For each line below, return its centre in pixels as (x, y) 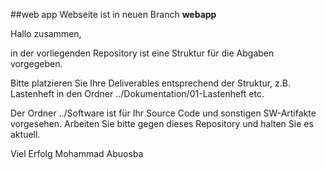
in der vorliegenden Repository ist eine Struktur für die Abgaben (142, 53)
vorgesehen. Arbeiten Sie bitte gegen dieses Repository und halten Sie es (162, 123)
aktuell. (25, 134)
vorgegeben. (36, 63)
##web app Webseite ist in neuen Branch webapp (113, 14)
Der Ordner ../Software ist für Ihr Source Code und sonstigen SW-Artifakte (163, 113)
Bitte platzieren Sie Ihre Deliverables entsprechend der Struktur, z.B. (150, 83)
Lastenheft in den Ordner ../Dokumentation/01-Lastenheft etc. (137, 93)
